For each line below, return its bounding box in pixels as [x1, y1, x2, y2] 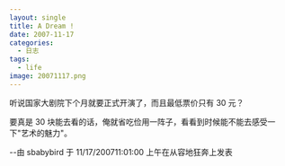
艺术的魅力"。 [21, 127, 73, 138]
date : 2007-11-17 [9, 30, 75, 39]
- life [17, 64, 42, 73]
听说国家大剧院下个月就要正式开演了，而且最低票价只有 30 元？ [9, 97, 245, 108]
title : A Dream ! [9, 22, 75, 31]
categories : [9, 38, 54, 48]
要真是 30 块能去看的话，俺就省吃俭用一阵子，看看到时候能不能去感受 [9, 116, 268, 127]
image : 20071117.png [9, 72, 87, 81]
